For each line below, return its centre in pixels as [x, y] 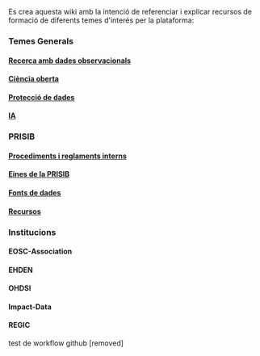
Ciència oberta [34, 79]
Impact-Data [30, 307]
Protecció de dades [42, 97]
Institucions [32, 232]
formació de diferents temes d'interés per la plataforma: [101, 20]
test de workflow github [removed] [66, 343]
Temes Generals [41, 41]
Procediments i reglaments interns [68, 156]
